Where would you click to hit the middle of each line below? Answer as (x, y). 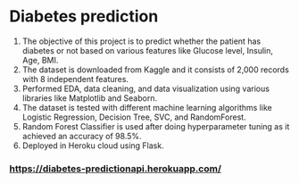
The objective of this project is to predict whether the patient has (141, 41)
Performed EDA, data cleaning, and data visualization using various (146, 88)
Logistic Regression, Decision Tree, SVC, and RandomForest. (134, 117)
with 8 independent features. (75, 79)
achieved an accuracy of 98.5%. (82, 136)
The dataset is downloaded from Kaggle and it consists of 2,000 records (156, 70)
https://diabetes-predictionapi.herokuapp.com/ (115, 169)
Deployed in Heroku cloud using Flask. (93, 146)
